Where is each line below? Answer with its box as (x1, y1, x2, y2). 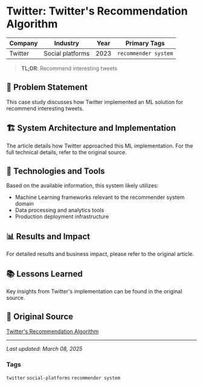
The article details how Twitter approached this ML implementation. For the (6, 142, 193, 149)
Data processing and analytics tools (14, 207, 105, 214)
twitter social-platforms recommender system (6, 375, 121, 382)
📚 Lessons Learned (6, 268, 83, 279)
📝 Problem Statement (6, 82, 88, 93)
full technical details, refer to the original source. (6, 148, 127, 155)
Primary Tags (125, 39, 165, 47)
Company (9, 39, 38, 47)
